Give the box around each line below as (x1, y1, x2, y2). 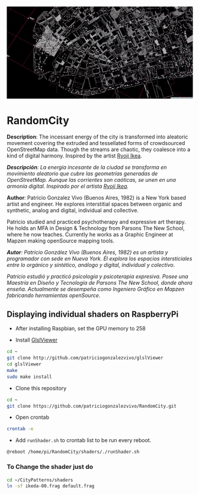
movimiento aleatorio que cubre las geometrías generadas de (7, 170, 158, 177)
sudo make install (7, 374, 52, 380)
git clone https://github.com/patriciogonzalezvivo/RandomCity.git (7, 403, 177, 409)
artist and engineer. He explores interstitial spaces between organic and (7, 200, 182, 208)
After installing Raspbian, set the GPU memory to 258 (15, 325, 146, 332)
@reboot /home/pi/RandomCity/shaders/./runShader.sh (7, 449, 140, 455)
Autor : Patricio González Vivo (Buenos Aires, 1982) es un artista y (7, 249, 168, 256)
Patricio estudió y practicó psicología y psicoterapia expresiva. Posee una (7, 273, 188, 280)
